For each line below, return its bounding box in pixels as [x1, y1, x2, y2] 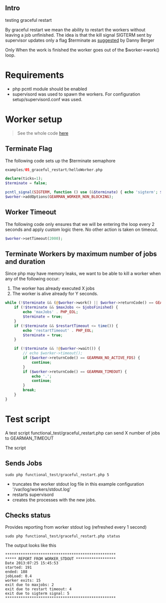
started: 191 [5, 565, 32, 570]
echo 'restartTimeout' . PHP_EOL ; [23, 328, 94, 333]
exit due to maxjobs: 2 [5, 582, 54, 588]
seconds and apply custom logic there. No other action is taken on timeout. [5, 226, 158, 232]
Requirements [5, 69, 64, 81]
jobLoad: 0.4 [5, 574, 32, 579]
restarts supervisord [12, 492, 54, 497]
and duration [5, 257, 45, 266]
